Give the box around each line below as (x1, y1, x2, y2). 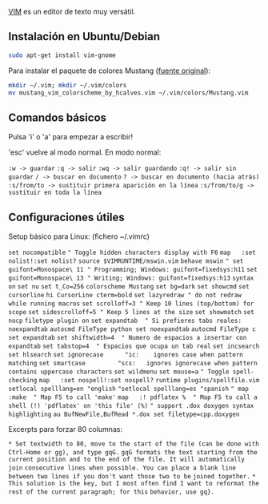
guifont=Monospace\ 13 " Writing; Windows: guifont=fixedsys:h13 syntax (8, 274, 254, 283)
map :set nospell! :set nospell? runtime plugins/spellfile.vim (38, 377, 260, 385)
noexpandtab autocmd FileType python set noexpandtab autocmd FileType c (8, 325, 256, 333)
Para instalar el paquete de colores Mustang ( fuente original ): (8, 66, 210, 75)
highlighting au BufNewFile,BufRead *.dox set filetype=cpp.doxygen (8, 410, 240, 419)
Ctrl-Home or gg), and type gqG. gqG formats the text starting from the (8, 449, 258, 457)
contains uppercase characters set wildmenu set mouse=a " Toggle (8, 368, 230, 376)
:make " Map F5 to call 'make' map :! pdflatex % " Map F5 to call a (8, 393, 258, 401)
